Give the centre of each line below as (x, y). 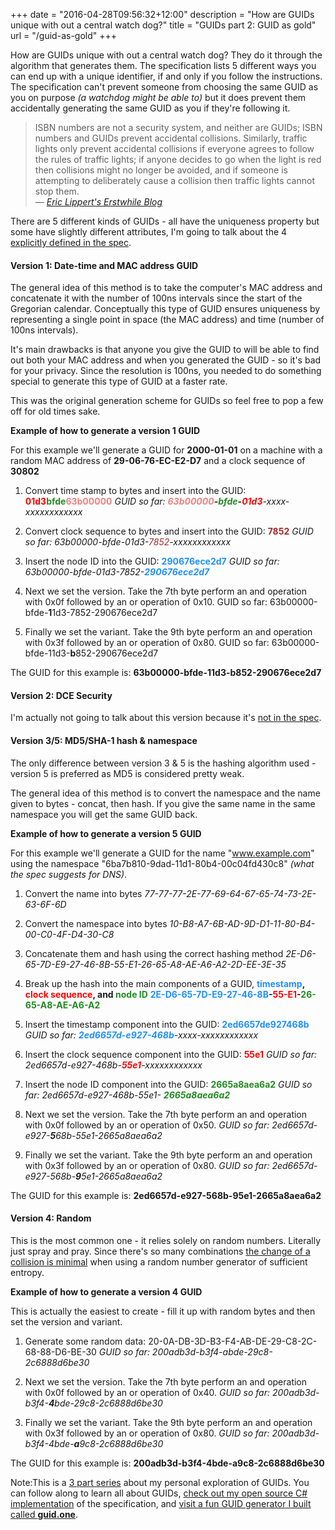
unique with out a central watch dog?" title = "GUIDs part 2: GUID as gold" (163, 25)
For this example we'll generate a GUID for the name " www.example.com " (162, 853)
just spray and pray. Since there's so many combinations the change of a (160, 1251)
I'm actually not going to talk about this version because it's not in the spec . (166, 718)
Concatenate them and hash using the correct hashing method (154, 953)
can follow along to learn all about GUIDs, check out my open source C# (159, 1493)
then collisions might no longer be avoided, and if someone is (161, 170)
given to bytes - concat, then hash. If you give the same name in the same (163, 803)
